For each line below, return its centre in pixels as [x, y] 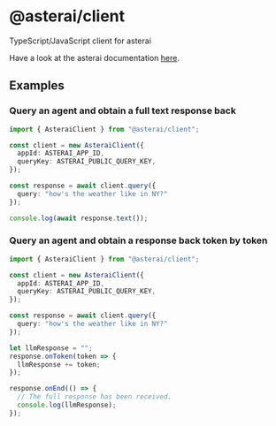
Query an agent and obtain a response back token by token [138, 240]
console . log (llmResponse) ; [67, 405]
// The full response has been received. [95, 397]
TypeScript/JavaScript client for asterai [80, 41]
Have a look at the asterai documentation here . [94, 57]
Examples [37, 86]
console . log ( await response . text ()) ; [79, 218]
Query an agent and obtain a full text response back [123, 110]
